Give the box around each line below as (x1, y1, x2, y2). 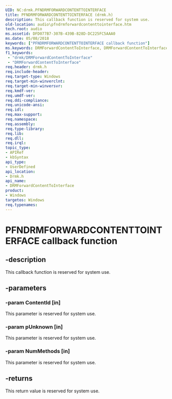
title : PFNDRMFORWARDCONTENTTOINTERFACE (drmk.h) (5, 12, 114, 17)
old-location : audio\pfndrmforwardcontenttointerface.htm (5, 21, 132, 27)
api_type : (5, 159, 27, 165)
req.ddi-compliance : (5, 98, 50, 103)
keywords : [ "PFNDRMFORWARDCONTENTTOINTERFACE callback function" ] (5, 41, 150, 46)
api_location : (5, 169, 36, 174)
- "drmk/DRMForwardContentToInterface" (7, 55, 93, 60)
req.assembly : (5, 121, 36, 127)
